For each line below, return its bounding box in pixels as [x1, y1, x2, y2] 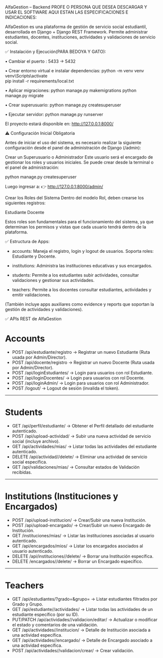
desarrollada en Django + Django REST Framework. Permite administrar [5, 29, 148, 34]
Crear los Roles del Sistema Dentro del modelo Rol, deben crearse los [5, 195, 144, 200]
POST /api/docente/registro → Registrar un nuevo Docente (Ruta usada [12, 359, 155, 365]
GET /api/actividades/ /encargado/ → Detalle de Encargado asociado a [12, 637, 153, 643]
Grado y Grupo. [12, 601, 44, 607]
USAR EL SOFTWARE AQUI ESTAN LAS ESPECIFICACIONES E [5, 9, 129, 15]
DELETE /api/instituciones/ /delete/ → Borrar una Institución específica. [12, 553, 154, 559]
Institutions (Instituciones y [5, 491, 118, 502]
